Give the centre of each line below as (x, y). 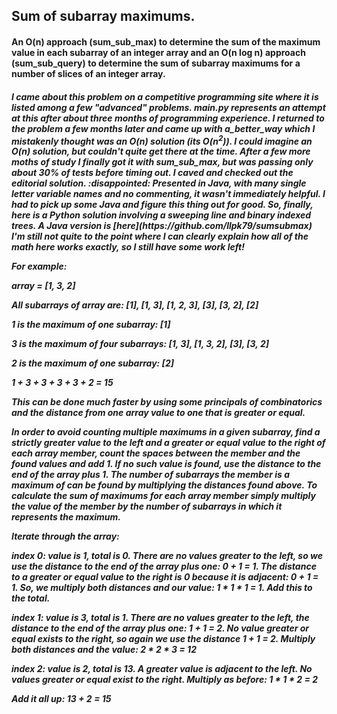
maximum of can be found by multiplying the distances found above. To (164, 485)
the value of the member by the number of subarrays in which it (147, 506)
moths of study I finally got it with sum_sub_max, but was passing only (162, 162)
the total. (31, 598)
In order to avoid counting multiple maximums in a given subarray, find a (166, 432)
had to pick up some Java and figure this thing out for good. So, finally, (162, 205)
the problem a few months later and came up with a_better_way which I (163, 128)
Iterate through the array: (65, 536)
